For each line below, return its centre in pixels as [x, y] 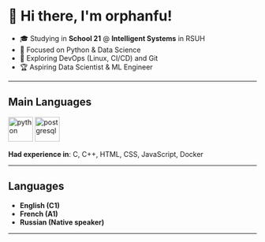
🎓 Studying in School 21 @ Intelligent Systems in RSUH [112, 38]
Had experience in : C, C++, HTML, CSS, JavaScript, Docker [106, 154]
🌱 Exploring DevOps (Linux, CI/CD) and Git [89, 58]
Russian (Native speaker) [62, 222]
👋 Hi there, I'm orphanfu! [90, 16]
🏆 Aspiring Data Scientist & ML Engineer [86, 67]
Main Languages [50, 102]
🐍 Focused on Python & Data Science [80, 50]
